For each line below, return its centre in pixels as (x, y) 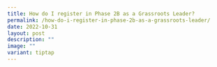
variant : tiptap (31, 53)
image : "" (22, 46)
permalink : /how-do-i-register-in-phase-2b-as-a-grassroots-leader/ (109, 20)
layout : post (26, 33)
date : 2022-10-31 (32, 27)
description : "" (31, 40)
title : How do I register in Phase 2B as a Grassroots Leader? (101, 14)
